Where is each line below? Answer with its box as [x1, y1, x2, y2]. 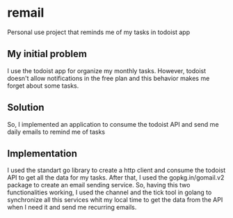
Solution [7, 102, 45, 114]
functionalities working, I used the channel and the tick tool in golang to [7, 188, 212, 196]
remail [7, 5, 45, 21]
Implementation [7, 148, 78, 159]
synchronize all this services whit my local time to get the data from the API [7, 196, 223, 204]
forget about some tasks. [7, 81, 79, 90]
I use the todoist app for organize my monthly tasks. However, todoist [7, 66, 207, 75]
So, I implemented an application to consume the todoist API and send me [7, 120, 219, 128]
